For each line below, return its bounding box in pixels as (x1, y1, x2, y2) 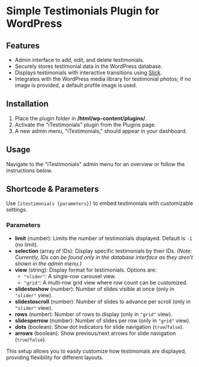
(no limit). (14, 241, 39, 248)
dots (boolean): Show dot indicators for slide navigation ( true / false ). (14, 323, 184, 330)
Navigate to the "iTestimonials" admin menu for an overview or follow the (6, 160, 185, 167)
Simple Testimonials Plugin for (6, 4, 160, 18)
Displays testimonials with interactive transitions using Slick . (14, 69, 162, 76)
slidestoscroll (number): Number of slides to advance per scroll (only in (14, 298, 191, 305)
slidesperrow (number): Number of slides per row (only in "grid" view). (14, 317, 191, 324)
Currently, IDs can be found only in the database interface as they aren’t (14, 253, 193, 260)
